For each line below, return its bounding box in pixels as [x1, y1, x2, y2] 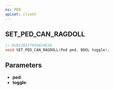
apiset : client [5, 12, 37, 17]
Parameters [5, 61, 42, 69]
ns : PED [5, 7, 21, 12]
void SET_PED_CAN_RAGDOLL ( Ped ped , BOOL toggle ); [5, 48, 110, 53]
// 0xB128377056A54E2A [5, 43, 52, 48]
